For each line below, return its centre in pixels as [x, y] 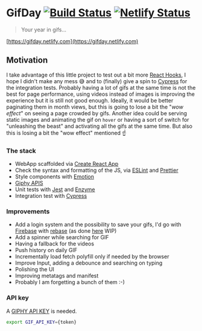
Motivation [27, 60]
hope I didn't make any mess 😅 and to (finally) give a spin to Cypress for [97, 81]
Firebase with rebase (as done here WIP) [66, 231]
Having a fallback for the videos [55, 244]
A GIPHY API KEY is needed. [42, 311]
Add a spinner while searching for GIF [62, 238]
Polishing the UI [34, 270]
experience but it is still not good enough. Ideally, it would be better [90, 100]
